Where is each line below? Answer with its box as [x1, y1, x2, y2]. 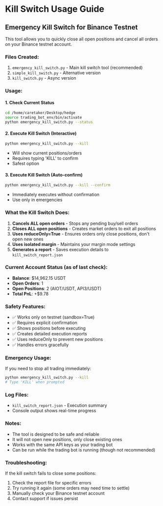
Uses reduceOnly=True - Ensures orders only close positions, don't [12, 231, 150, 237]
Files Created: [5, 53, 39, 60]
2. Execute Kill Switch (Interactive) [5, 130, 77, 136]
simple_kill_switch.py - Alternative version [12, 70, 101, 76]
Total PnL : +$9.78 [12, 291, 49, 297]
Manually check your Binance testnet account [12, 490, 105, 496]
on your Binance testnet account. [5, 41, 72, 47]
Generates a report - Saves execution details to [12, 246, 109, 252]
